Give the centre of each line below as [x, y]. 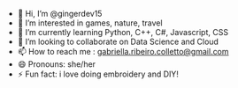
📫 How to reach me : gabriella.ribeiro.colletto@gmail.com [123, 51]
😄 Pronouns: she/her [56, 64]
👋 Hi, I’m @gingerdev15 [60, 14]
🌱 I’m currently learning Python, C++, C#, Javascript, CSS [123, 32]
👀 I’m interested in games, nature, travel [90, 23]
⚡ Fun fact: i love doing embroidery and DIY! [98, 74]
